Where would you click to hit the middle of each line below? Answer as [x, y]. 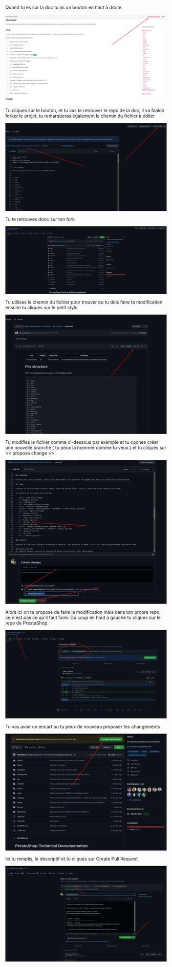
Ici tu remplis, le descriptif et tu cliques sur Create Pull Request [72, 858]
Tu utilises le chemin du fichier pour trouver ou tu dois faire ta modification [84, 302]
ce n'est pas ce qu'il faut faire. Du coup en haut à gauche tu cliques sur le [83, 618]
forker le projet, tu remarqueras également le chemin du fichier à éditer [80, 116]
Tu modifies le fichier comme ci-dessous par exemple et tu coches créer [82, 442]
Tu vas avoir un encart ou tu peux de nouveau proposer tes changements [83, 726]
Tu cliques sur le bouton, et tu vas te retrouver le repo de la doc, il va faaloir [85, 111]
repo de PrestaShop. [27, 623]
